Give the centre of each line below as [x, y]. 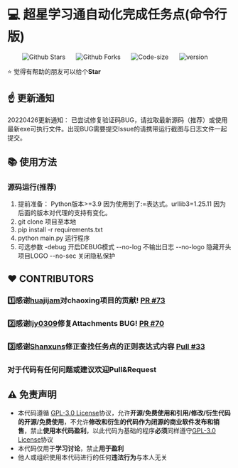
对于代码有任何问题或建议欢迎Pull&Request [82, 369]
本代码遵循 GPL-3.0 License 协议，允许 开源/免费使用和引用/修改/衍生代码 [124, 413]
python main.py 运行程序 [54, 238]
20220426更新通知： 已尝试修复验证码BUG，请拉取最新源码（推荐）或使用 [118, 120]
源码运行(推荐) [32, 187]
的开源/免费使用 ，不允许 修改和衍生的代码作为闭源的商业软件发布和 [115, 422]
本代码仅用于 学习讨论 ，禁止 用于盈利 [71, 449]
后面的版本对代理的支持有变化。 [64, 213]
